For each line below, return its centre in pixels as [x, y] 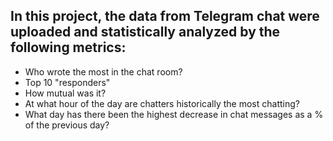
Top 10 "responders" [67, 82]
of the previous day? [67, 125]
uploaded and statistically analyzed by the [145, 32]
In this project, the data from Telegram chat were [165, 16]
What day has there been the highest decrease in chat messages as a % [174, 114]
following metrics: [68, 47]
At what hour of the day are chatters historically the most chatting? [162, 103]
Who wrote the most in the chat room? [103, 71]
